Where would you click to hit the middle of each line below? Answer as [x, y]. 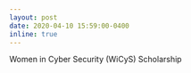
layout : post [33, 17]
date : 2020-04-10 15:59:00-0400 [69, 26]
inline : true [33, 34]
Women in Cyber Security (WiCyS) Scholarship [95, 60]
